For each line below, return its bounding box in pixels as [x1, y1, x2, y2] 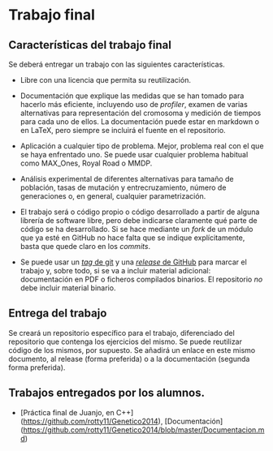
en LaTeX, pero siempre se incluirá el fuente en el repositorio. [19, 126, 226, 135]
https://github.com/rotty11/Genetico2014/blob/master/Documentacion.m [23, 424, 265, 435]
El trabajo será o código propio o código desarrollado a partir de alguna [19, 207, 260, 217]
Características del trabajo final [8, 38, 172, 52]
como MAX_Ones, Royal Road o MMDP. [19, 158, 153, 168]
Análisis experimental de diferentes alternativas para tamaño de [19, 174, 234, 183]
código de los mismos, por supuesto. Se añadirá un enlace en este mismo [8, 345, 256, 354]
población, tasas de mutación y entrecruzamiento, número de [19, 183, 227, 192]
